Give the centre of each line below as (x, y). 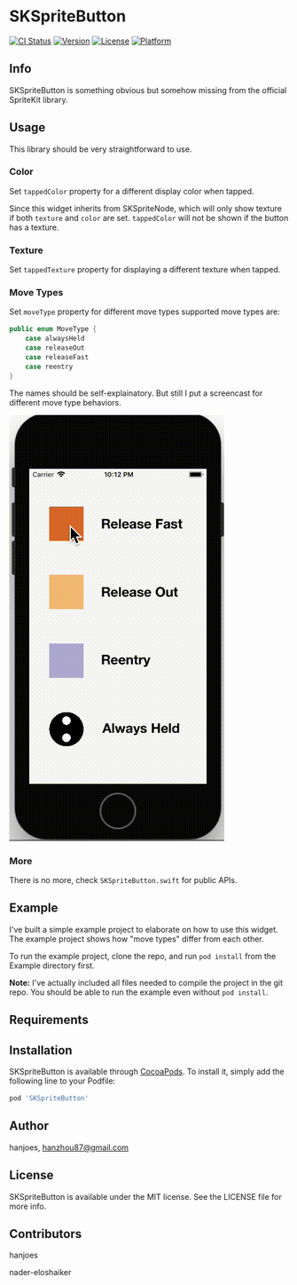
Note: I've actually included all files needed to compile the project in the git (146, 982)
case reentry (49, 367)
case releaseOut (55, 348)
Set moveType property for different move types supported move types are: (145, 311)
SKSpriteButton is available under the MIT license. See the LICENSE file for (145, 1196)
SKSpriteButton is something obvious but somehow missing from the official (148, 90)
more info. (28, 1206)
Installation (41, 1050)
